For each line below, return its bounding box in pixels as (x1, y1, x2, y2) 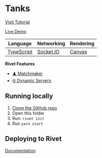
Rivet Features (5, 60, 35, 66)
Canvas (69, 48, 87, 55)
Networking (37, 40, 66, 47)
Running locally (5, 92, 53, 100)
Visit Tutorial (5, 19, 30, 25)
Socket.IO (37, 48, 60, 55)
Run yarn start (12, 120, 43, 126)
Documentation (5, 147, 36, 154)
